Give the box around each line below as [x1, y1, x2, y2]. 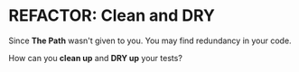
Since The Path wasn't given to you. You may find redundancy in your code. [8, 35, 292, 46]
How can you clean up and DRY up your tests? [8, 52, 182, 63]
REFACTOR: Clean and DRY [8, 5, 216, 26]
